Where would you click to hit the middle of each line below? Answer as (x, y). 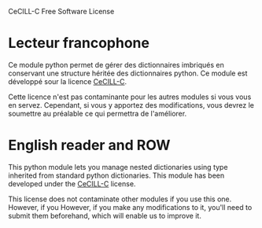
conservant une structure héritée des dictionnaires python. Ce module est (128, 73)
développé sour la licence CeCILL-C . (68, 81)
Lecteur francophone (79, 43)
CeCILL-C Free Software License (61, 11)
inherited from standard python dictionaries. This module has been (116, 175)
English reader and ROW (89, 145)
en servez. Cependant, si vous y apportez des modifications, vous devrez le (131, 105)
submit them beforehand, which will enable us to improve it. (105, 215)
